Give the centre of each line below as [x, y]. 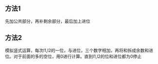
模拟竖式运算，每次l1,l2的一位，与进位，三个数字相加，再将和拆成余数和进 [79, 50]
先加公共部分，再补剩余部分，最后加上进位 [48, 21]
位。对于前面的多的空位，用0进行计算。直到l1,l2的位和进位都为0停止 [73, 56]
